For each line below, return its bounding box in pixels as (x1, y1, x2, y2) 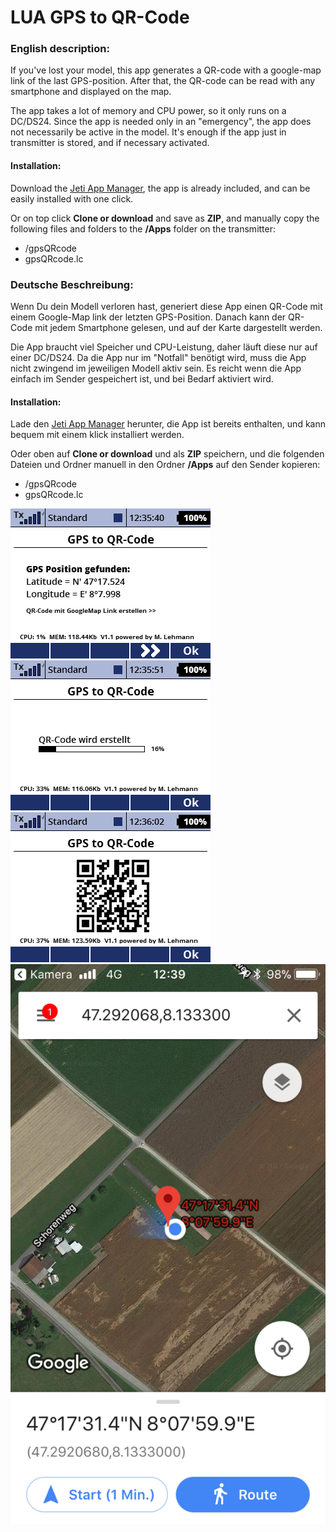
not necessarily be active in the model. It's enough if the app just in (10, 126, 287, 138)
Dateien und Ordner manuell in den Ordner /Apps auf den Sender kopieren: (10, 459, 321, 471)
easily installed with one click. (10, 192, 134, 205)
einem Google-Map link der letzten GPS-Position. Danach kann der (10, 311, 287, 323)
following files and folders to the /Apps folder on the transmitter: (10, 222, 277, 235)
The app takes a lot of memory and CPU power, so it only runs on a (10, 105, 287, 117)
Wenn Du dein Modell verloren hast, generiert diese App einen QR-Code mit (10, 300, 323, 312)
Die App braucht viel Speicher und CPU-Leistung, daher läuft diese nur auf (10, 341, 318, 353)
